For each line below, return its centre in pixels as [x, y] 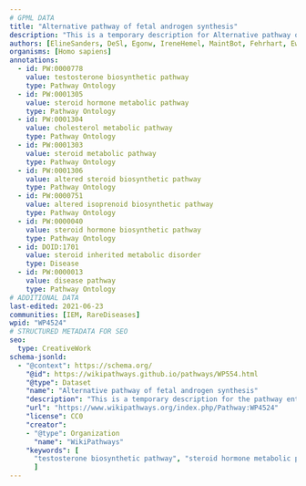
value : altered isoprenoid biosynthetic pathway [120, 205]
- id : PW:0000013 [51, 273]
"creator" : [46, 425]
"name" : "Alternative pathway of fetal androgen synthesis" [142, 391]
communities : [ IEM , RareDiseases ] [75, 315]
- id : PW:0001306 [51, 171]
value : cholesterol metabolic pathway [99, 129]
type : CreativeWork [55, 348]
